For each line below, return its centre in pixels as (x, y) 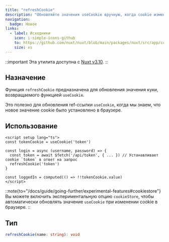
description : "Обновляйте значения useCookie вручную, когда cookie (78, 15)
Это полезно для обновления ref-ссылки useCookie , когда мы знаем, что (83, 105)
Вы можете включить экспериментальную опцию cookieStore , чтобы (80, 197)
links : (12, 29)
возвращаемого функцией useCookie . (45, 95)
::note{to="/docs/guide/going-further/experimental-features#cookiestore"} (83, 191)
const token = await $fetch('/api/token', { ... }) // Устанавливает (84, 155)
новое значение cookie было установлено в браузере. (64, 110)
